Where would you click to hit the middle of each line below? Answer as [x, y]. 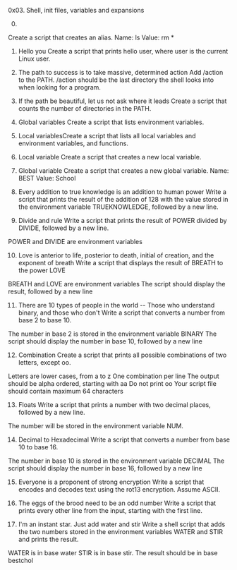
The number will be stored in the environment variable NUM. [96, 426]
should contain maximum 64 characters [66, 391]
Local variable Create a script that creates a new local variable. [110, 157]
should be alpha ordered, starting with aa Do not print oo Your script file [113, 383]
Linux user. [34, 59]
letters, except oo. [44, 362]
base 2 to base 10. [45, 320]
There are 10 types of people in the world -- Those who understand [116, 305]
